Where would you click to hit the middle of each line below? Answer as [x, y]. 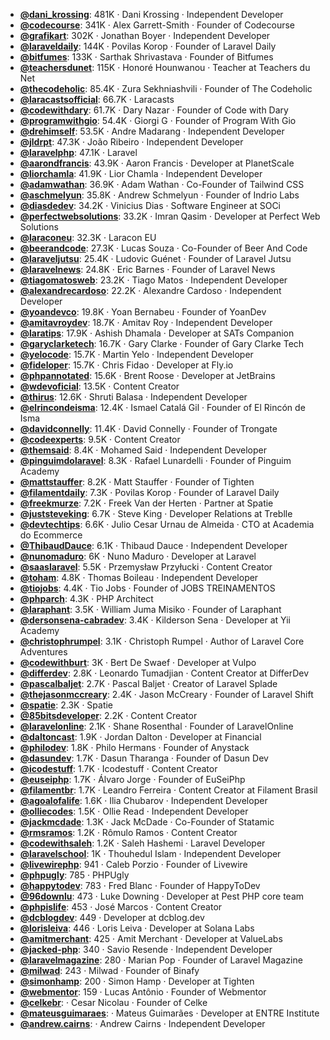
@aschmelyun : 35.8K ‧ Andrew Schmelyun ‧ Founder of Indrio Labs [159, 195]
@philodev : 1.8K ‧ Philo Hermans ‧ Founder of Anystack [134, 747]
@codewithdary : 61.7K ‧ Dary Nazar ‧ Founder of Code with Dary [154, 110]
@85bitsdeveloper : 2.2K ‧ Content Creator [108, 715]
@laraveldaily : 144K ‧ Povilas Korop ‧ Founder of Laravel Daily [148, 46]
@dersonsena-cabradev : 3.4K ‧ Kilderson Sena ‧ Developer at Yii [155, 620]
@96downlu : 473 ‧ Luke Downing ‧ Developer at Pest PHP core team [162, 896]
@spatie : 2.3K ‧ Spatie [66, 705]
